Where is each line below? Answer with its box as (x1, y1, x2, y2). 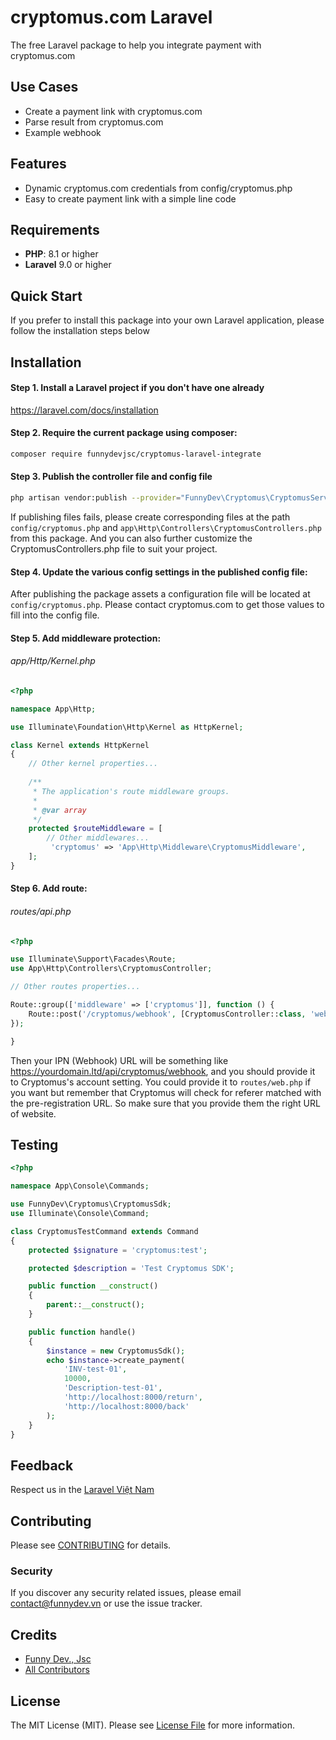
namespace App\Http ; (10, 704, 97, 714)
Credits (10, 1626, 58, 1643)
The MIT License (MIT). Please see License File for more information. (10, 1719, 295, 1731)
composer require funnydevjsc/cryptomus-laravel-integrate (10, 449, 262, 459)
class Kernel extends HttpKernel (10, 740, 150, 750)
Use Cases (10, 79, 79, 96)
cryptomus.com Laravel (10, 6, 213, 29)
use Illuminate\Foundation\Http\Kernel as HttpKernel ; (10, 722, 244, 732)
